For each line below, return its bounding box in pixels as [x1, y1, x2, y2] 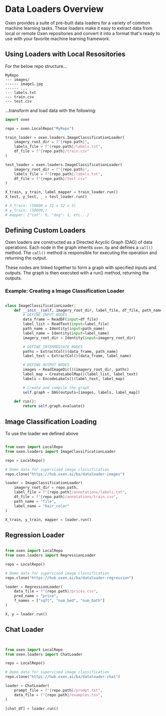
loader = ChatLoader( [5, 683, 50, 688]
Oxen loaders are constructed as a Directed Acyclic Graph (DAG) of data [5, 239, 153, 245]
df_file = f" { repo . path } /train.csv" [14, 149, 90, 154]
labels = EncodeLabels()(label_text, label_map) [23, 376, 125, 381]
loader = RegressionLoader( [5, 584, 63, 589]
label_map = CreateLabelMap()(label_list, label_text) [23, 372, 138, 377]
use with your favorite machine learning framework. [5, 36, 110, 42]
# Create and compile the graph [23, 385, 90, 390]
